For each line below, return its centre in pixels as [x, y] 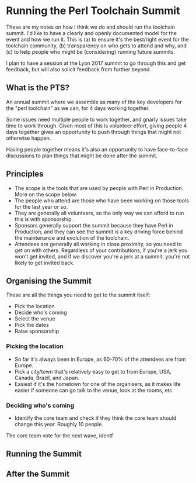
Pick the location [35, 306]
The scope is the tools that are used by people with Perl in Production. [99, 188]
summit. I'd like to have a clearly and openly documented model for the [91, 33]
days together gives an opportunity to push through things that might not [94, 132]
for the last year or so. [41, 206]
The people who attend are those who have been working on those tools [102, 201]
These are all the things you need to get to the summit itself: [78, 295]
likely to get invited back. [44, 263]
